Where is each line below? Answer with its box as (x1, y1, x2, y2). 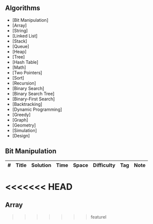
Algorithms (5, 4, 40, 12)
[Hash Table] (12, 59, 38, 65)
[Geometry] (12, 122, 36, 128)
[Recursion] (12, 80, 36, 86)
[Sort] (12, 75, 25, 81)
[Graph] (12, 117, 29, 123)
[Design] (12, 133, 30, 138)
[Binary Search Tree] (12, 90, 55, 96)
